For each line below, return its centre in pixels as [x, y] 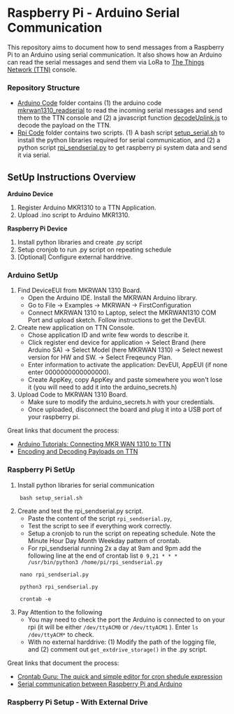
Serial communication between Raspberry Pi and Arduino [100, 684]
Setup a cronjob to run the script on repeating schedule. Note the [122, 533]
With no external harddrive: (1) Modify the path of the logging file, [122, 642]
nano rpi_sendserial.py [54, 575]
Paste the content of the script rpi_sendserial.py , [100, 518]
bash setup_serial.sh [51, 498]
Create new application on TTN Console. [76, 328]
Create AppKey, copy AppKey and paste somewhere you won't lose [125, 380]
